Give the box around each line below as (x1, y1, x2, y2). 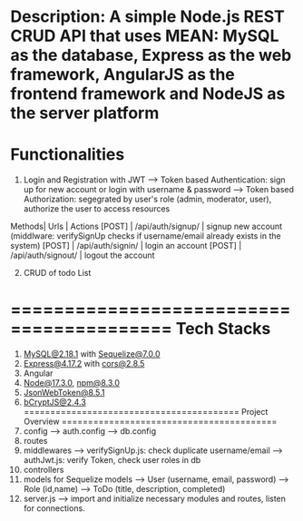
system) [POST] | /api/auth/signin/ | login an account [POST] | (10, 241, 242, 251)
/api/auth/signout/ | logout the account (10, 250, 155, 260)
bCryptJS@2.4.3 (23, 397, 87, 408)
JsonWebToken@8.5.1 (23, 388, 105, 398)
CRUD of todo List (23, 268, 92, 279)
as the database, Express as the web (10, 45, 292, 65)
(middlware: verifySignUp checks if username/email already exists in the (10, 231, 281, 241)
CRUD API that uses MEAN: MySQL (10, 25, 279, 46)
